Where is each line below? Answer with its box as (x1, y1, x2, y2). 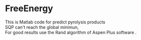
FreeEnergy (5, 3, 53, 14)
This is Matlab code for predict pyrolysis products (5, 19, 106, 25)
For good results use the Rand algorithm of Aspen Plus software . (5, 29, 137, 35)
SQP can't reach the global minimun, (5, 24, 79, 30)
